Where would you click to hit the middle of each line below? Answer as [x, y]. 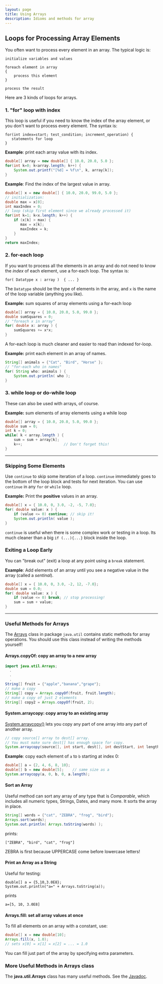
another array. [19, 729]
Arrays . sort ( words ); [26, 820]
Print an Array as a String [31, 863]
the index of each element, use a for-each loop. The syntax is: [67, 271]
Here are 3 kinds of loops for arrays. [41, 98]
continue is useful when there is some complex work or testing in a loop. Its [81, 532]
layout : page [18, 9]
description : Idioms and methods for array [50, 18]
